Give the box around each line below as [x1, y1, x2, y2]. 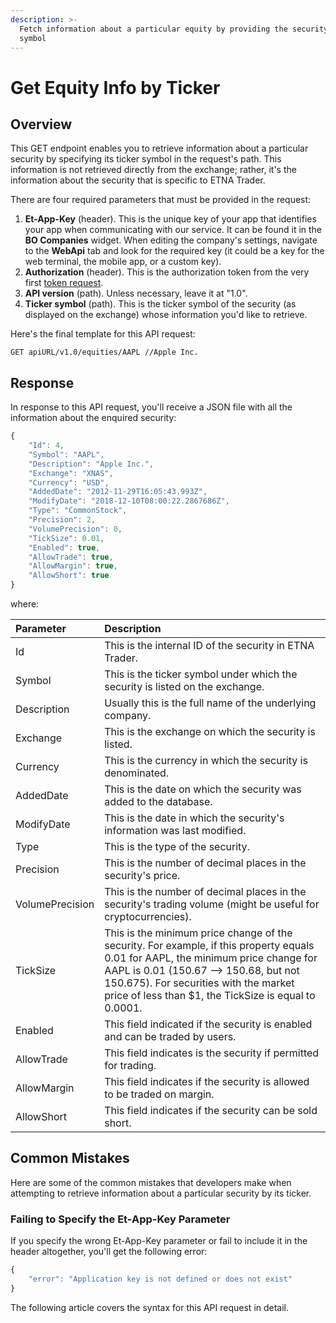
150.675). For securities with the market [104, 976, 295, 990]
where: [10, 598, 40, 610]
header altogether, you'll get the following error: [10, 1246, 208, 1258]
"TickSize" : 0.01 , [28, 533, 105, 543]
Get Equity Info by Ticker [10, 76, 221, 99]
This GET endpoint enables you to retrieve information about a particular [10, 142, 309, 155]
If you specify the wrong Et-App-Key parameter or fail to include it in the [10, 1235, 308, 1247]
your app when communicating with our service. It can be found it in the [24, 224, 323, 236]
